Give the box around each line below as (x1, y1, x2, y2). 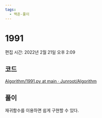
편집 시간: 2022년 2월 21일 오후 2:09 (5, 49, 75, 55)
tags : (5, 7, 16, 12)
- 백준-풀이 (9, 12, 30, 17)
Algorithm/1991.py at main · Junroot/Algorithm (5, 79, 97, 84)
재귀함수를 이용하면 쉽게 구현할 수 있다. (5, 108, 79, 114)
